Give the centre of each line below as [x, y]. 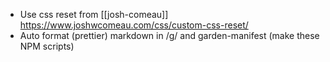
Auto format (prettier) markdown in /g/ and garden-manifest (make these [169, 35]
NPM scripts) [47, 46]
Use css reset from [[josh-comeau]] [94, 14]
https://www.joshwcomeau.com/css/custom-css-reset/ [134, 25]
